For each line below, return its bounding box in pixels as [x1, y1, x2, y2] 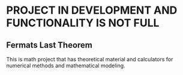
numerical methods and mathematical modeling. [6, 62, 125, 69]
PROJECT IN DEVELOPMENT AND [6, 4, 178, 17]
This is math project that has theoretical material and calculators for [6, 56, 173, 62]
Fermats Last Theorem [6, 40, 93, 50]
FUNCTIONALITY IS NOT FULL [6, 16, 160, 30]
